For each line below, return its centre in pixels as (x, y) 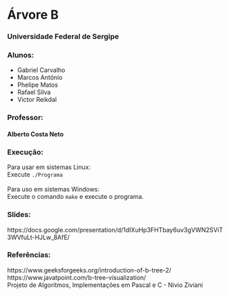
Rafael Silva (34, 92)
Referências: (29, 255)
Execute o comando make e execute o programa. (75, 197)
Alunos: (21, 55)
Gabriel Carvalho (41, 70)
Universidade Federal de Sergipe (63, 37)
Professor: (25, 118)
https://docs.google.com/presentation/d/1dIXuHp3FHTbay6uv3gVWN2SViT (115, 229)
